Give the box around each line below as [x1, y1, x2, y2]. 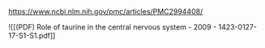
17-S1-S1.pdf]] [8, 31, 56, 40]
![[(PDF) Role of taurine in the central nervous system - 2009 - [8, 22, 217, 31]
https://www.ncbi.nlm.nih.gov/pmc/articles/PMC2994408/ [8, 7, 203, 16]
